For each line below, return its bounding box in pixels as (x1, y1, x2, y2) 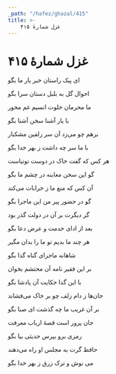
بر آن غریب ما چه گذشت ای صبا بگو (8, 305, 99, 314)
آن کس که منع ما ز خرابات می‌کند (8, 184, 94, 192)
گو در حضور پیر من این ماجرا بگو (8, 197, 92, 206)
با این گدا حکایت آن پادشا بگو (8, 278, 81, 286)
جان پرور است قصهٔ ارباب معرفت (8, 318, 94, 327)
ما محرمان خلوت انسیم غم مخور (8, 103, 92, 111)
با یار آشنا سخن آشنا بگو (8, 116, 70, 125)
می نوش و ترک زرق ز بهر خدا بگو (8, 359, 94, 367)
